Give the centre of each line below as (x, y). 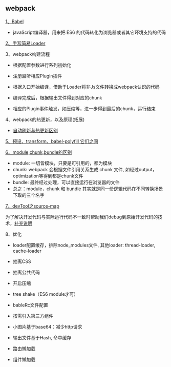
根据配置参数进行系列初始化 (42, 65)
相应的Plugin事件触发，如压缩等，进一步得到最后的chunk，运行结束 (84, 108)
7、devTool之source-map (33, 206)
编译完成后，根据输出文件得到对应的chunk (57, 97)
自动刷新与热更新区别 (35, 130)
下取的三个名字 (28, 195)
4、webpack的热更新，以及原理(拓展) (45, 119)
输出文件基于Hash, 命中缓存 (42, 337)
